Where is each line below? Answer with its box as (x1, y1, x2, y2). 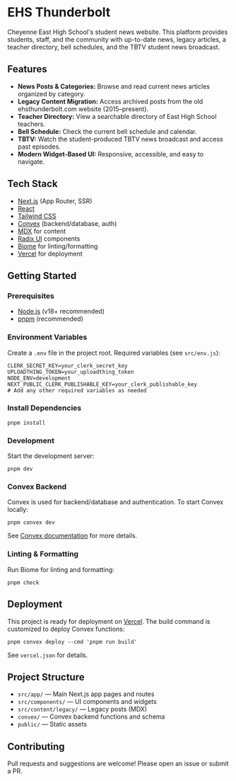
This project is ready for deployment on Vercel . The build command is (7, 617, 211, 625)
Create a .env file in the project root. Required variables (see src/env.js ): (7, 348, 220, 357)
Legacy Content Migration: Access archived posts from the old (17, 97, 203, 106)
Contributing (7, 741, 65, 753)
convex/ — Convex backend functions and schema (17, 712, 165, 721)
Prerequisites (7, 291, 54, 301)
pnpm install (7, 419, 46, 426)
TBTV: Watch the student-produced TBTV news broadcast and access (17, 135, 224, 143)
